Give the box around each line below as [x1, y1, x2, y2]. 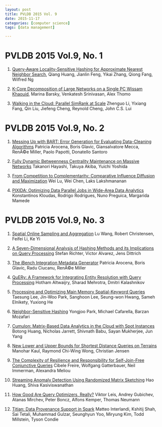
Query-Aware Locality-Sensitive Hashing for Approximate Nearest [12, 66, 143, 72]
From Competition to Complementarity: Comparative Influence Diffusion [12, 173, 155, 178]
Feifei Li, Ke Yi [12, 236, 40, 241]
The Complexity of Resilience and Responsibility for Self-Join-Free [12, 357, 145, 363]
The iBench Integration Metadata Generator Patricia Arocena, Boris [12, 260, 146, 266]
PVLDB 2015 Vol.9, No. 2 [5, 123, 105, 134]
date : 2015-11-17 [5, 16, 40, 21]
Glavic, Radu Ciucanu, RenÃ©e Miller [12, 265, 86, 270]
